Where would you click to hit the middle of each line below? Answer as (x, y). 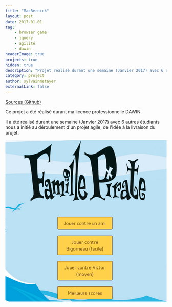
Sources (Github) (23, 102)
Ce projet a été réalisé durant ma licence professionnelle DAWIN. (74, 112)
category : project (25, 76)
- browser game (31, 33)
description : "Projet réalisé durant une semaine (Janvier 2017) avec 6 (84, 70)
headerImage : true (25, 54)
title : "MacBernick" (27, 11)
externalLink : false (27, 87)
